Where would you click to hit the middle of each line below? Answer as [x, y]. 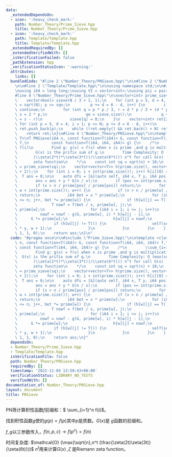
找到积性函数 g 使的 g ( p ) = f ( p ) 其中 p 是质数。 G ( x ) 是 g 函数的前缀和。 [76, 420]
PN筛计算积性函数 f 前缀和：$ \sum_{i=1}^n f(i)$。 [57, 410]
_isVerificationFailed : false [42, 57]
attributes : [23, 72]
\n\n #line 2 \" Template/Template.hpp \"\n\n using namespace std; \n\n [89, 86]
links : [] [26, 77]
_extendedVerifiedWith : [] [39, 53]
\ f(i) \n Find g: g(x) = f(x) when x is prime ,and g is [85, 148]
